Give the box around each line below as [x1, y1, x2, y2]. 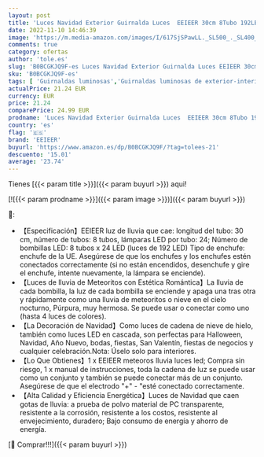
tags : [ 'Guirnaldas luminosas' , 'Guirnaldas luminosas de [8, 77, 202, 85]
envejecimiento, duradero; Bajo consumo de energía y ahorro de [19, 416, 229, 426]
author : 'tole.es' [8, 56, 68, 64]
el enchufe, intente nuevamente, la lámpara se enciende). [19, 268, 206, 278]
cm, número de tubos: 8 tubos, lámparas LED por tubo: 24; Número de [19, 235, 248, 245]
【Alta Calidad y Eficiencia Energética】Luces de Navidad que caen [19, 391, 240, 400]
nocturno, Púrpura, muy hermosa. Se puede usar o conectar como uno [19, 304, 250, 313]
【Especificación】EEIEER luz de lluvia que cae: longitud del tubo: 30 [19, 226, 244, 236]
